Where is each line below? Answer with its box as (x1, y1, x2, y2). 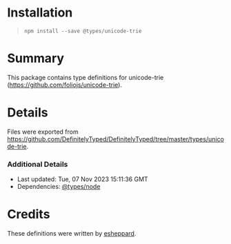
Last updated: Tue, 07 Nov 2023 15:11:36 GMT (17, 175, 148, 183)
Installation (7, 5, 73, 21)
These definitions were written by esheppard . (7, 230, 137, 238)
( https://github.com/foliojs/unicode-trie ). (7, 81, 123, 89)
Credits (7, 207, 50, 222)
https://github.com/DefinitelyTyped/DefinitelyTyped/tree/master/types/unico (7, 134, 224, 143)
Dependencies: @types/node (17, 183, 101, 191)
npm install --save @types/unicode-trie (23, 28, 142, 34)
